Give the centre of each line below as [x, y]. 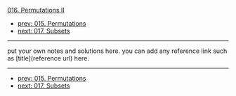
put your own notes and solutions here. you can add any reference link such [117, 51]
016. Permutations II [36, 10]
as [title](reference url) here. [48, 58]
